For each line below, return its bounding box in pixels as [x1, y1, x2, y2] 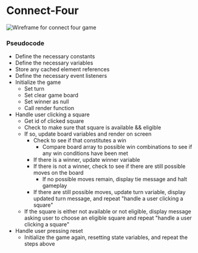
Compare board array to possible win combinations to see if [42, 144, 193, 151]
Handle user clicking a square [15, 111, 90, 119]
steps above [24, 240, 55, 248]
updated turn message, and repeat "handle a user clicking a [33, 195, 183, 203]
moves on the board [33, 169, 84, 176]
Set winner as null [24, 98, 69, 105]
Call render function [24, 105, 75, 112]
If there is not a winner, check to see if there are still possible [33, 162, 186, 170]
